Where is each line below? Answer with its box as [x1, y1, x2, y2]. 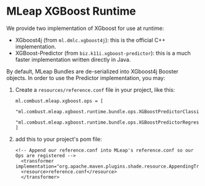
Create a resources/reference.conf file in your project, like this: [15, 86, 176, 93]
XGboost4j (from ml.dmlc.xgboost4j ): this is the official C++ [15, 36, 166, 43]
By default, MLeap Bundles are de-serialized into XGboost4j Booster [6, 67, 179, 75]
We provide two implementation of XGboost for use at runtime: [6, 24, 164, 32]
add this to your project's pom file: [15, 135, 102, 143]
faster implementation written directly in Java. [15, 56, 131, 63]
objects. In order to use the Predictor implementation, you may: [6, 74, 165, 81]
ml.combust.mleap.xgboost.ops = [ [15, 98, 103, 104]
